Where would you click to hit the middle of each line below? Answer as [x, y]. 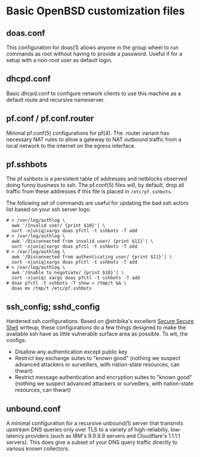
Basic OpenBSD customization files [96, 11]
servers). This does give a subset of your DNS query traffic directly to [92, 442]
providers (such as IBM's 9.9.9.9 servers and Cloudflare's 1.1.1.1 [103, 436]
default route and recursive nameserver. [56, 99]
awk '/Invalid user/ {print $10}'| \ [59, 226]
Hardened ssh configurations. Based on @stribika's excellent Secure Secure [100, 321]
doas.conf [26, 33]
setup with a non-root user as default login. [59, 60]
